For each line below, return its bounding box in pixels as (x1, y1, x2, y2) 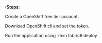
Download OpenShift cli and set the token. (5, 23, 89, 29)
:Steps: (5, 4, 20, 10)
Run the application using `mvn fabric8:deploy (5, 33, 97, 38)
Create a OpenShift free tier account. (5, 14, 79, 19)
